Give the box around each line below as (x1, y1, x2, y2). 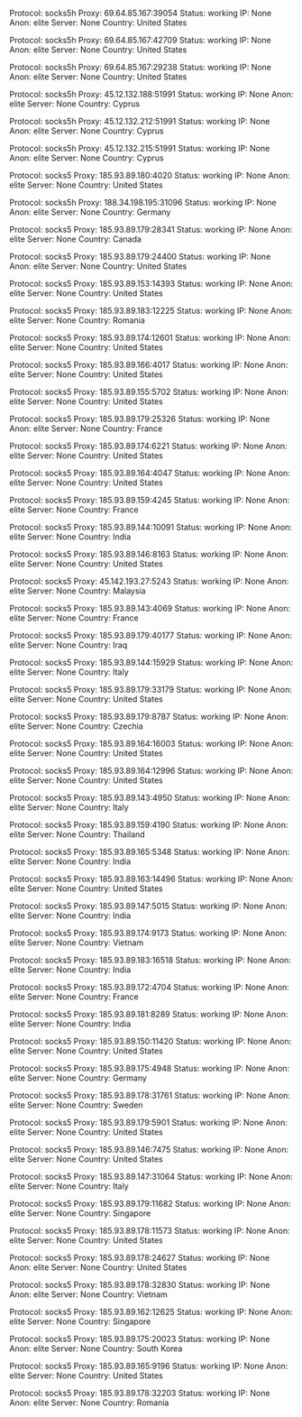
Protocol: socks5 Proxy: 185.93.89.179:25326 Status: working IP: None (9, 414, 270, 424)
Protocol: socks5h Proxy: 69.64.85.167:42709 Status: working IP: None (9, 35, 272, 45)
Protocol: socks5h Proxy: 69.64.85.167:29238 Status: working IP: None (9, 62, 272, 72)
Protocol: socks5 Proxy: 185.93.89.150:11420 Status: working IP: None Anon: (9, 1036, 292, 1046)
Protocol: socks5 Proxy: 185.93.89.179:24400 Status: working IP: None (9, 252, 271, 262)
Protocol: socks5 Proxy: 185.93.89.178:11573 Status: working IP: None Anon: (9, 1226, 290, 1236)
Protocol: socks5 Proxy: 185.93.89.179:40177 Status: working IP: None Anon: (9, 630, 293, 640)
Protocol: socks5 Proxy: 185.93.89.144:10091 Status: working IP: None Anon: (9, 522, 293, 532)
